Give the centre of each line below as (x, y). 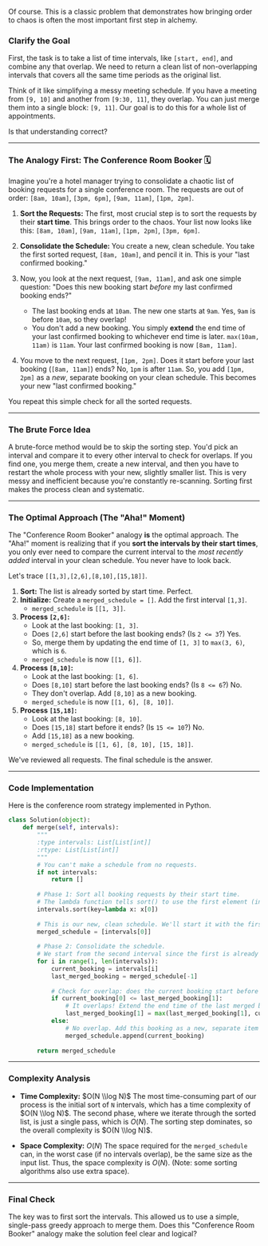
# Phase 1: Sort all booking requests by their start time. (139, 895)
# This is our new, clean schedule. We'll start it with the (141, 924)
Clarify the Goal (39, 41)
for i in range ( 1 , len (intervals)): (98, 962)
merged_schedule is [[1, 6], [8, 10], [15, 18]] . (112, 745)
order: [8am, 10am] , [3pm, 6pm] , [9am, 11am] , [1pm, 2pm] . (101, 198)
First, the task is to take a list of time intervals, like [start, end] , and (121, 58)
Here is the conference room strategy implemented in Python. (110, 805)
